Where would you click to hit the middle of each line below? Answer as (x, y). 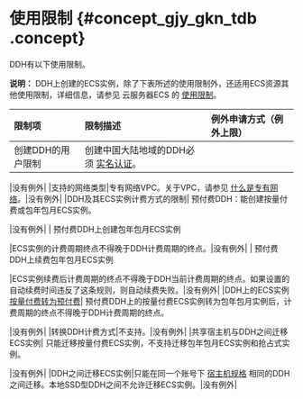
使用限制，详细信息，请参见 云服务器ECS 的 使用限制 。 (119, 95)
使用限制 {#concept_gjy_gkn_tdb (133, 18)
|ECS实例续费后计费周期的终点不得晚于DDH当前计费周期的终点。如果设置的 (150, 278)
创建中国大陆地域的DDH (135, 150)
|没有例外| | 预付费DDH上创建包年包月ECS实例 (96, 229)
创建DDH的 (37, 150)
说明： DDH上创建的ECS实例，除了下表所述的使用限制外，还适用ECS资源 (145, 83)
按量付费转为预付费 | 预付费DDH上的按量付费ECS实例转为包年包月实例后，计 (151, 301)
